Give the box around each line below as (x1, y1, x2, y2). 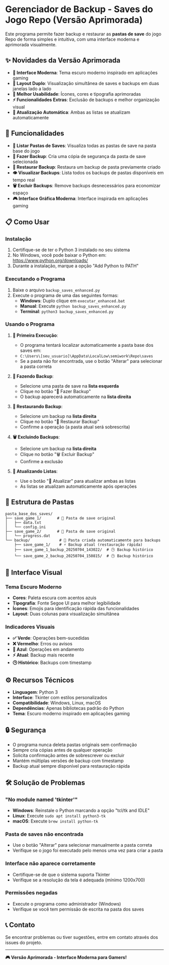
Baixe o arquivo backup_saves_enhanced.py (12, 287, 100, 293)
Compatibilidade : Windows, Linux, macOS (12, 700, 102, 706)
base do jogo (12, 147, 40, 154)
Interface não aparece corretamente (5, 860, 96, 867)
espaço (12, 190, 29, 196)
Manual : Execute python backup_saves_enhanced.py (20, 303, 127, 309)
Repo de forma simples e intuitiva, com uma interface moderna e (5, 36, 140, 42)
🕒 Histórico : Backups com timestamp (12, 659, 92, 665)
